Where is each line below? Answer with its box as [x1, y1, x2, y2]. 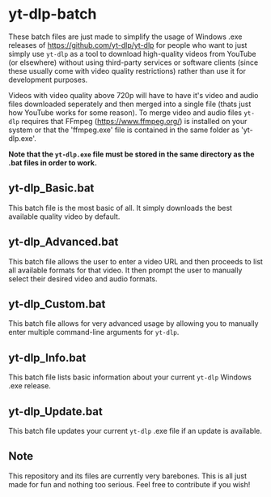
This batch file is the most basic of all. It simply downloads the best [8, 203, 233, 212]
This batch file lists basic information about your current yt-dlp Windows [8, 372, 252, 382]
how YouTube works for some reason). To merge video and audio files [8, 107, 243, 118]
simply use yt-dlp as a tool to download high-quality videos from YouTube [8, 49, 256, 58]
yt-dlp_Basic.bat [8, 182, 95, 195]
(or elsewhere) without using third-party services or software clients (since [8, 58, 259, 67]
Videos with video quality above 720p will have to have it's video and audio [8, 90, 259, 100]
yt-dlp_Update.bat [8, 405, 103, 418]
